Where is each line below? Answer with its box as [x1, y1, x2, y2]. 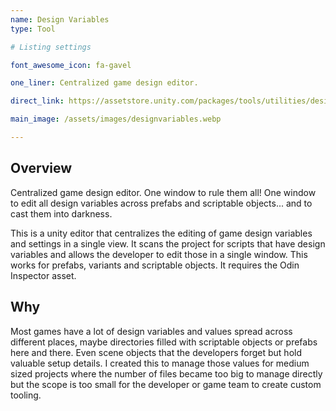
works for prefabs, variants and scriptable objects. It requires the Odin [10, 259, 300, 271]
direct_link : [10, 96, 65, 106]
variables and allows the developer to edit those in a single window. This [10, 248, 308, 260]
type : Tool [10, 24, 56, 34]
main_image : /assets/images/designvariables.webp [10, 114, 222, 125]
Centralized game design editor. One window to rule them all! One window [10, 186, 317, 198]
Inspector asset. [10, 269, 77, 281]
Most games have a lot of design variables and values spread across [10, 325, 293, 337]
